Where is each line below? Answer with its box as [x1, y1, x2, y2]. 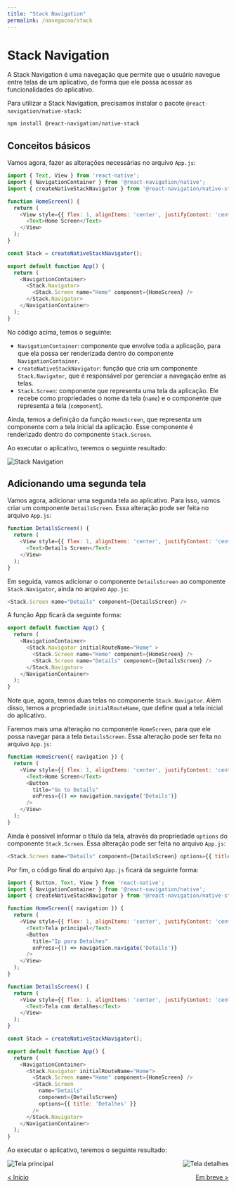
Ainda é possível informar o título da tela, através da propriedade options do [7, 831, 228, 840]
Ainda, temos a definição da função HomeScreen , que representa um [7, 415, 202, 423]
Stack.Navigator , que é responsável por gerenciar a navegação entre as [17, 371, 227, 380]
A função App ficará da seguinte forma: [7, 611, 122, 619]
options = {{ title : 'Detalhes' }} [38, 1100, 137, 1107]
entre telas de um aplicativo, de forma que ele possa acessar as [7, 78, 192, 87]
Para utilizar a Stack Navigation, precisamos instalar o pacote [7, 99, 185, 108]
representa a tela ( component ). [17, 401, 103, 409]
